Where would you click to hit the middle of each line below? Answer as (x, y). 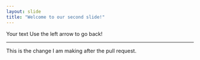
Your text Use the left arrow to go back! (54, 34)
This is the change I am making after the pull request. (71, 51)
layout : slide (24, 11)
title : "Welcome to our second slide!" (56, 17)
